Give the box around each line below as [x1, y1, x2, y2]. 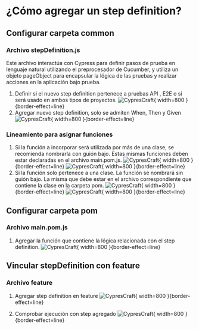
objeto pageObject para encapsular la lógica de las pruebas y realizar [6, 72, 177, 79]
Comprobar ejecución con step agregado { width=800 [14, 310, 184, 317]
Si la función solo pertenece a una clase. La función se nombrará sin [14, 169, 184, 177]
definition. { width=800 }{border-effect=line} [14, 243, 161, 250]
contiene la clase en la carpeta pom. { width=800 [14, 182, 172, 189]
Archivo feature [6, 279, 52, 287]
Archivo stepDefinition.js [6, 46, 80, 54]
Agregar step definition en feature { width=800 [14, 292, 166, 299]
